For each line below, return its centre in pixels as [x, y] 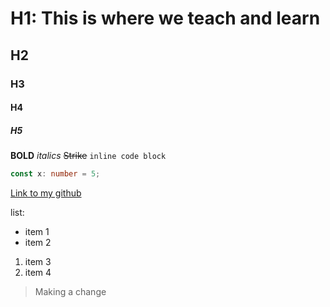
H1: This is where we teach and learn [165, 18]
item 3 [38, 261]
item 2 [38, 242]
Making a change [70, 291]
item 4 [38, 272]
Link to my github [46, 193]
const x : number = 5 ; [55, 174]
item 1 [37, 231]
